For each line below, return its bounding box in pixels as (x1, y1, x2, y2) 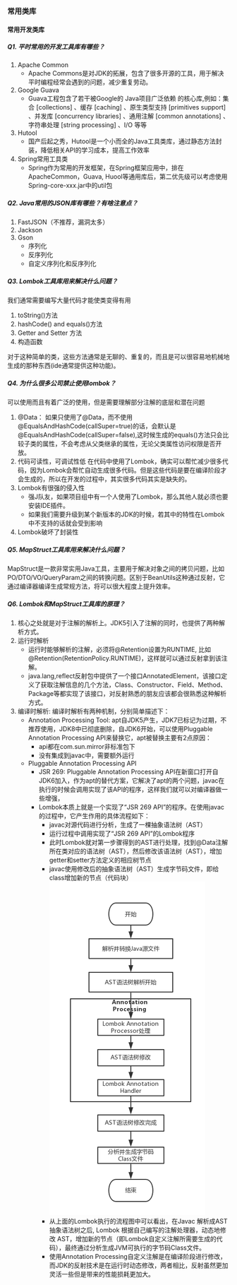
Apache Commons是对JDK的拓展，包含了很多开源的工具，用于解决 (28, 69, 224, 78)
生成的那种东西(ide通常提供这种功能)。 (7, 362, 120, 370)
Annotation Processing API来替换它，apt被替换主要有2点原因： (28, 733, 212, 742)
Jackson (17, 226, 43, 235)
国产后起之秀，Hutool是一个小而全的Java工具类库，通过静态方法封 (28, 137, 222, 146)
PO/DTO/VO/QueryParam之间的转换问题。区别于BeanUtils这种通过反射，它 (7, 574, 226, 582)
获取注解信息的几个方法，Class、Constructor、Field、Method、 (40, 680, 227, 689)
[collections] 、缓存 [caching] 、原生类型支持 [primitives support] (36, 103, 226, 112)
